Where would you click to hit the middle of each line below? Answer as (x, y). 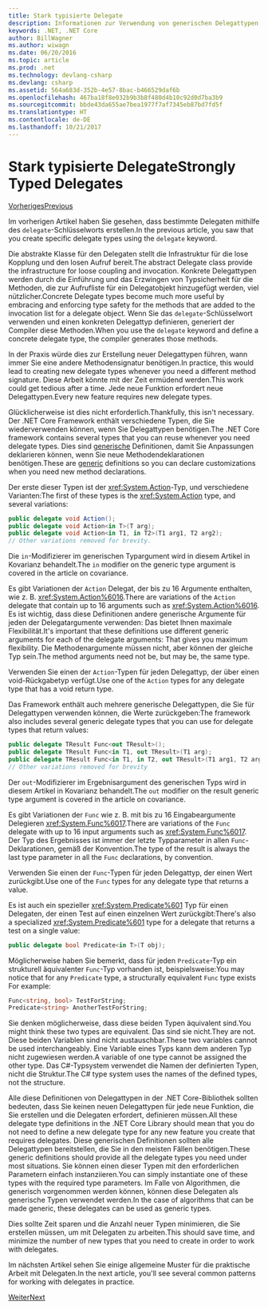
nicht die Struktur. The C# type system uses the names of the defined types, (133, 1074)
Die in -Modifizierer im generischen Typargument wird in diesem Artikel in (129, 556)
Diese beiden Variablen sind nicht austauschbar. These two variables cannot (133, 1040)
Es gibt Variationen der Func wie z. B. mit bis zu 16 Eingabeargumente (122, 814)
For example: (30, 986)
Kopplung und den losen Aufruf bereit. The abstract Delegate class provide (130, 262)
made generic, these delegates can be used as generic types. (110, 1208)
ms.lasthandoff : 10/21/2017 (55, 127)
